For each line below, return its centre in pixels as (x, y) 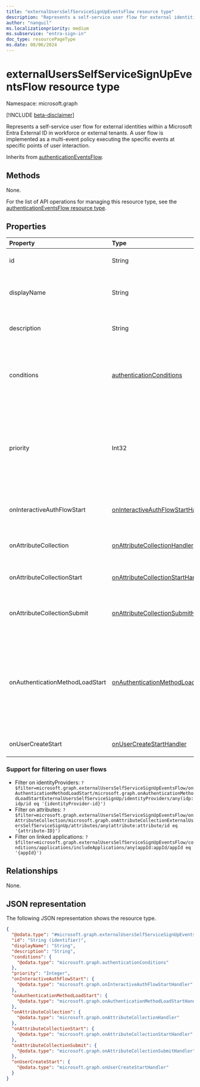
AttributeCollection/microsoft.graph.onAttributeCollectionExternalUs (104, 820)
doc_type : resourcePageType (41, 39)
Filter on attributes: (38, 809)
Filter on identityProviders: (47, 782)
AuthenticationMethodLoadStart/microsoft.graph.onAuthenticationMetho (104, 793)
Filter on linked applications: (49, 837)
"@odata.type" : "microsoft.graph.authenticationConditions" (93, 962)
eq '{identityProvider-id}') (70, 804)
